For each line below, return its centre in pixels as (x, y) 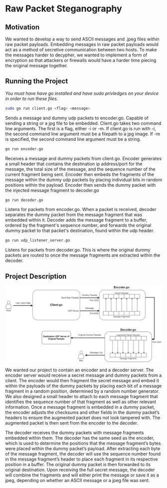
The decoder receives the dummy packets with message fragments (75, 433)
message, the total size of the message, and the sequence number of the (80, 169)
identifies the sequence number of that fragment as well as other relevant (81, 402)
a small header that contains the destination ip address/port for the (74, 164)
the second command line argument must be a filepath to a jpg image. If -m (83, 134)
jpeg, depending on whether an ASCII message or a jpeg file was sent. (78, 481)
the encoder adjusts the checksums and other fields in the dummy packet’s (82, 413)
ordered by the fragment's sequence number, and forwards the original (78, 226)
